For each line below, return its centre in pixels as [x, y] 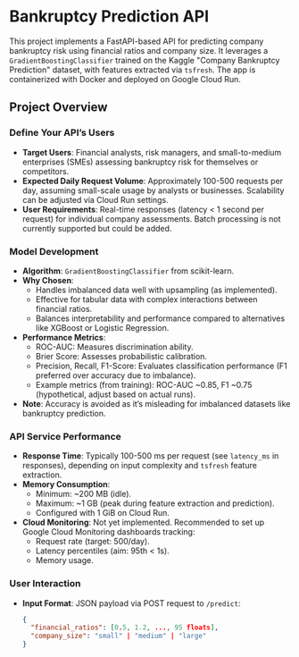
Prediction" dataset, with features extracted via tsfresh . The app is [133, 70]
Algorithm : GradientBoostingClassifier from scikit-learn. [128, 271]
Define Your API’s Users [62, 133]
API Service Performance [66, 436]
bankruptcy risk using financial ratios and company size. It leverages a [139, 50]
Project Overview [58, 108]
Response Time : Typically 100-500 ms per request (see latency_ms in [150, 456]
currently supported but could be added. [97, 228]
